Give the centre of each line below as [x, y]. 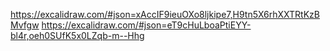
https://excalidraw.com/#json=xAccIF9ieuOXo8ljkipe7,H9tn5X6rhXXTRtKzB [165, 14]
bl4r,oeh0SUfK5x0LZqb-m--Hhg [77, 35]
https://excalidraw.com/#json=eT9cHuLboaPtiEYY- [146, 25]
